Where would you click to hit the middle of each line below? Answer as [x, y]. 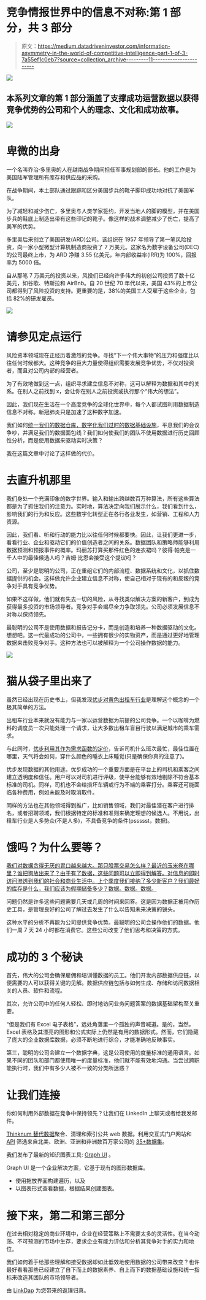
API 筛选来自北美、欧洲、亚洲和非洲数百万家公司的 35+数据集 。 [87, 1142]
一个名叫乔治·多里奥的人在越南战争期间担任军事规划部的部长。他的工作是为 [101, 169]
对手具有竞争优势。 [36, 586]
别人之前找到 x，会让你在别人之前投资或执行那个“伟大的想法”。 [102, 391]
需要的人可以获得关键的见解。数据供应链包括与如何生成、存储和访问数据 [103, 983]
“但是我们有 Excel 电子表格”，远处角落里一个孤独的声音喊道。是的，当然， [100, 1025]
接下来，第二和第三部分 [66, 1216]
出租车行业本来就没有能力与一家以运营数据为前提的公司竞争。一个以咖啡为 [100, 720]
